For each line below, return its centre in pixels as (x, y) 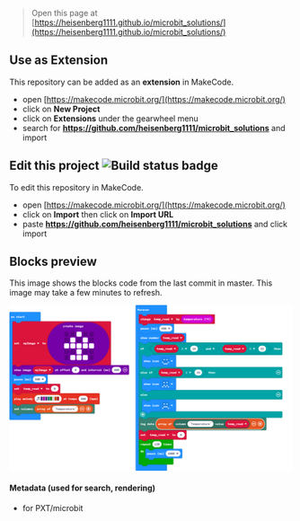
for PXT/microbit (53, 508)
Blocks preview (53, 262)
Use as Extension (59, 61)
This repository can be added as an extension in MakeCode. (122, 82)
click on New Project (61, 109)
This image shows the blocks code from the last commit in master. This (141, 283)
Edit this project (54, 166)
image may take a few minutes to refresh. (86, 293)
